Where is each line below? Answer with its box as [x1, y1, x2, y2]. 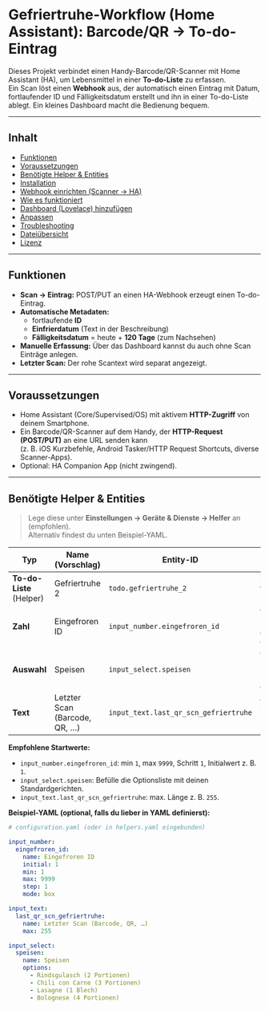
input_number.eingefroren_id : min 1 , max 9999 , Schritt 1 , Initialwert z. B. [19, 758, 257, 768]
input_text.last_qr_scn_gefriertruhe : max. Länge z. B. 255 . [19, 793, 220, 802]
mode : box [22, 890, 56, 898]
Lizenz [19, 237, 42, 247]
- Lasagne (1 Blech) [29, 986, 98, 994]
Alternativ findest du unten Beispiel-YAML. [27, 530, 168, 540]
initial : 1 [22, 860, 59, 868]
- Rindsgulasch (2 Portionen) [29, 971, 130, 980]
